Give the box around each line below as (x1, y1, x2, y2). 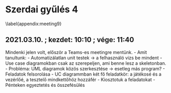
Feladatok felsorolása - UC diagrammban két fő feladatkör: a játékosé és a (5, 71, 162, 77)
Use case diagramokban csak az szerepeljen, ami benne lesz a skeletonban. (5, 60, 166, 66)
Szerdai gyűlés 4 (5, 4, 78, 15)
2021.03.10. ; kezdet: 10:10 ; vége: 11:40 (5, 35, 134, 44)
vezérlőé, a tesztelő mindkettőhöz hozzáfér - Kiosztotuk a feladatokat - (5, 76, 156, 83)
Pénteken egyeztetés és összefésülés (5, 82, 85, 88)
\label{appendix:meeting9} (5, 21, 62, 27)
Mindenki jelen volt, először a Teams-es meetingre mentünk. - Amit (5, 49, 147, 55)
